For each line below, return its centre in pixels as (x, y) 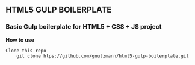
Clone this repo (26, 51)
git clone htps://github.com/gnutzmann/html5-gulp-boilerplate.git (103, 56)
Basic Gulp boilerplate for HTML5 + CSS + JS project (84, 27)
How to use (20, 40)
